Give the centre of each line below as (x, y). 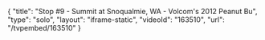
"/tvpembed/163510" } (44, 28)
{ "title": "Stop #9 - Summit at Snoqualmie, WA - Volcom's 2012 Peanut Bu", (132, 11)
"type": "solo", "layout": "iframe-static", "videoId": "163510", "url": (116, 20)
